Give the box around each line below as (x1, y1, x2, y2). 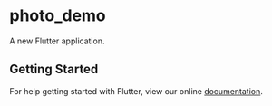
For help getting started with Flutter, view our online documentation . (9, 85, 263, 96)
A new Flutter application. (9, 35, 105, 46)
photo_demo (9, 5, 106, 26)
